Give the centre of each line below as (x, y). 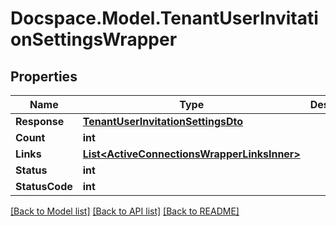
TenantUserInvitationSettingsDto (163, 121)
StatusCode (44, 186)
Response (40, 121)
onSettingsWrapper (94, 39)
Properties (44, 76)
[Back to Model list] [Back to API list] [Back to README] (125, 211)
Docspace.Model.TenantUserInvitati (164, 18)
